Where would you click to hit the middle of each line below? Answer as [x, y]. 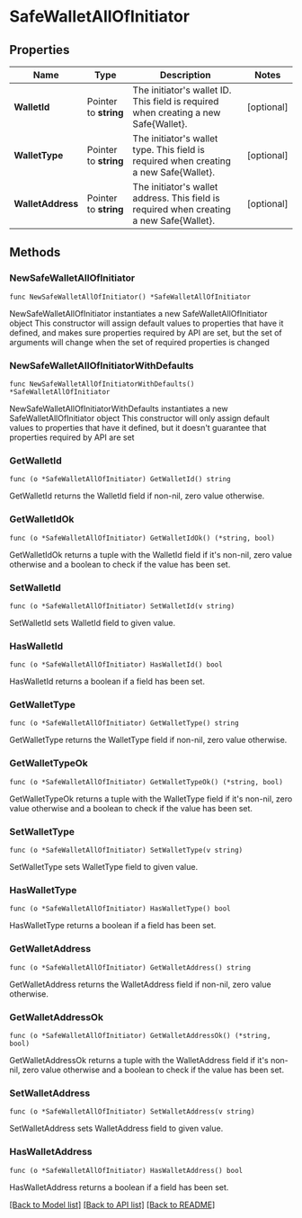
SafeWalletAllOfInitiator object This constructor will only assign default [139, 418]
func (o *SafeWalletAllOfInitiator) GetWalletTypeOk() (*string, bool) [146, 782]
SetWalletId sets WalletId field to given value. [93, 622]
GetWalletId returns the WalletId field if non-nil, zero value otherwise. [137, 496]
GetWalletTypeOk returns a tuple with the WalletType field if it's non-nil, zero [151, 799]
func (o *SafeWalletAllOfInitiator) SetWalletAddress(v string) [132, 1112]
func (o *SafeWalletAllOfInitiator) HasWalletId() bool [116, 665]
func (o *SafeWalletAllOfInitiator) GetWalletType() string [124, 723]
